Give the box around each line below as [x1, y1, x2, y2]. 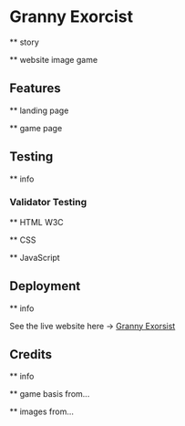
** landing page [9, 105, 69, 116]
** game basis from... [9, 389, 90, 400]
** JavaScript [9, 252, 61, 263]
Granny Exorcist [9, 6, 134, 27]
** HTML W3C [9, 216, 64, 227]
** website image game [9, 54, 98, 65]
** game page [9, 122, 63, 133]
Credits [9, 347, 53, 362]
